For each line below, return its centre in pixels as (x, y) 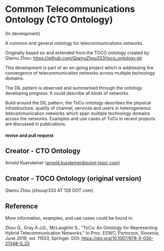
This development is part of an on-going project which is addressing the (79, 68)
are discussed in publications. (36, 124)
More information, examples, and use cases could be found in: (69, 218)
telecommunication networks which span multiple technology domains (78, 113)
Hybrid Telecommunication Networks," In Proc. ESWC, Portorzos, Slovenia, (82, 233)
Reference (22, 206)
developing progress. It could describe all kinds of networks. (67, 93)
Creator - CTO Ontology (43, 151)
